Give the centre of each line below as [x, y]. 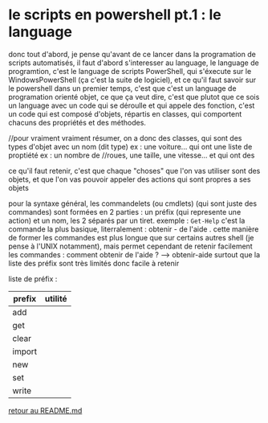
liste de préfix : [33, 278]
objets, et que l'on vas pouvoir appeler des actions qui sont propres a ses [130, 179]
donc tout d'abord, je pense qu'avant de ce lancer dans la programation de [132, 54]
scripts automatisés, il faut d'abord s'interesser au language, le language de [134, 63]
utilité [56, 298]
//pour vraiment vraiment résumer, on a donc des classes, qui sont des [125, 138]
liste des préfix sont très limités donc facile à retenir [94, 263]
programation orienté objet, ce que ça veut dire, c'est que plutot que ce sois [134, 97]
